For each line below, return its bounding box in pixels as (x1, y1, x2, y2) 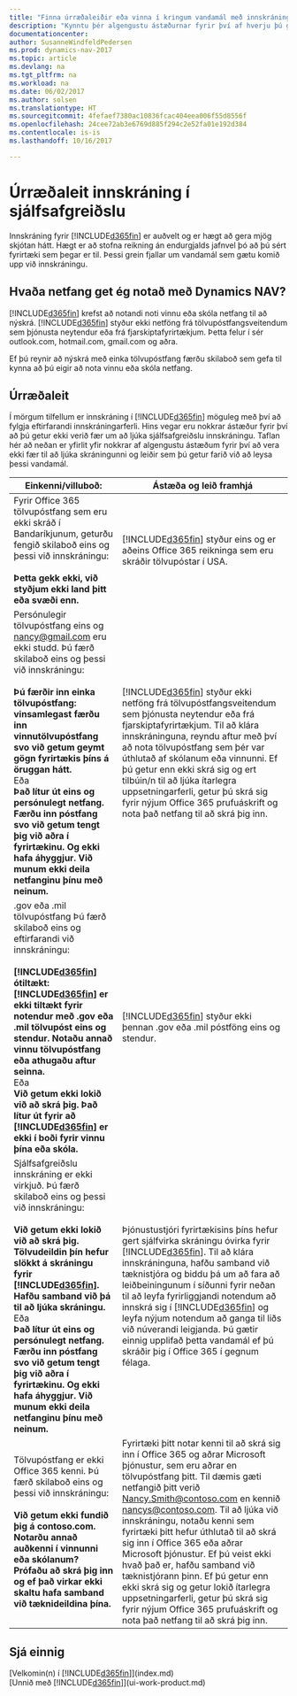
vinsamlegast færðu (13, 708, 100, 721)
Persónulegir (13, 608, 67, 621)
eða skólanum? (13, 1553, 80, 1566)
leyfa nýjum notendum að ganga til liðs (122, 1312, 282, 1324)
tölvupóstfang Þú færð (13, 911, 107, 923)
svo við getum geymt (13, 741, 104, 753)
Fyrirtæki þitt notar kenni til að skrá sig (122, 1438, 281, 1450)
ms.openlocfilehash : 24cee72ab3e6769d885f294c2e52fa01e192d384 (9, 120, 247, 129)
